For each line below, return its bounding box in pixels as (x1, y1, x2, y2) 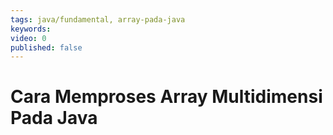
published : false (10, 42, 83, 53)
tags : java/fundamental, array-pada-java (10, 14, 186, 25)
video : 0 (10, 33, 47, 43)
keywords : (10, 24, 52, 34)
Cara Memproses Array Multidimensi (10, 86, 323, 108)
